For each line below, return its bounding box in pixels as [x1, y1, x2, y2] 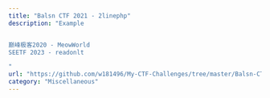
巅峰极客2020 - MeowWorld [8, 41, 91, 49]
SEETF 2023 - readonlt [8, 48, 84, 56]
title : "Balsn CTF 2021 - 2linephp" [8, 11, 131, 20]
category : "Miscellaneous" [8, 78, 99, 86]
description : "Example [8, 19, 84, 27]
